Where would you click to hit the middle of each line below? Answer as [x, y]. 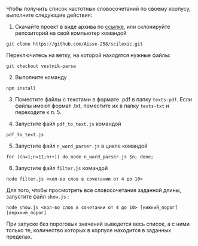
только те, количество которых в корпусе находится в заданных [89, 230]
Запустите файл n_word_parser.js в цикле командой [81, 146]
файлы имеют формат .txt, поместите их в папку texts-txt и [92, 106]
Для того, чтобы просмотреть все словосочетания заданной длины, [94, 190]
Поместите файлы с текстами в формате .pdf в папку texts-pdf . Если [103, 99]
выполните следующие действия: [49, 15]
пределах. [19, 237]
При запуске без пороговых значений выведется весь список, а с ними [98, 224]
